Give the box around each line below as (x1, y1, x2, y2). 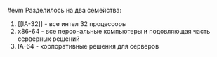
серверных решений (17, 34, 80, 43)
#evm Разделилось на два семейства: (7, 6, 121, 14)
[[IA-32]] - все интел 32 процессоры (17, 20, 127, 27)
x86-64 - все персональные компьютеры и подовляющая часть (17, 27, 211, 35)
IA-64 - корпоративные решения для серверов (17, 42, 159, 50)
